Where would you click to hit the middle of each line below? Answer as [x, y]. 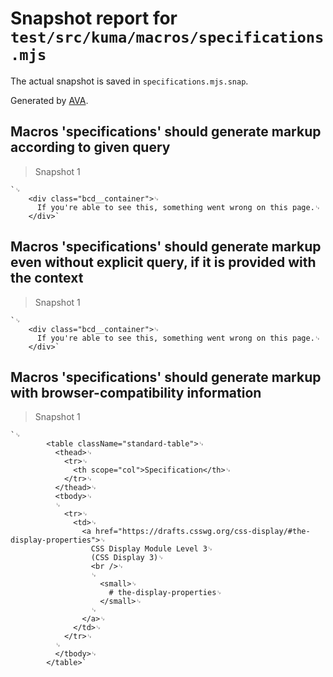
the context [47, 278]
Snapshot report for [94, 18]
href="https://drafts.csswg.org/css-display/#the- [203, 532]
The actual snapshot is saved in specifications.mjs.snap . [129, 81]
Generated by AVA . [49, 100]
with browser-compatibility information [136, 392]
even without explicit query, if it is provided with [163, 262]
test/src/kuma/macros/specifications [167, 37]
